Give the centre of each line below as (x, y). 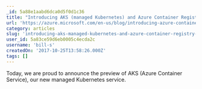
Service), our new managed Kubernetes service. (66, 79)
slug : (13, 34)
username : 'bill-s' (31, 45)
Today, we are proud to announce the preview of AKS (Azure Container (94, 73)
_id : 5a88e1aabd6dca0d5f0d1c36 (45, 12)
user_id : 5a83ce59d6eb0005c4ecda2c (51, 39)
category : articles (31, 28)
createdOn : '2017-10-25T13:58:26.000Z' (56, 51)
